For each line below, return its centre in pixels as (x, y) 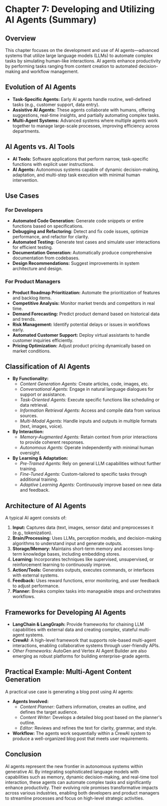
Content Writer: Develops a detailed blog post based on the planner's (91, 717)
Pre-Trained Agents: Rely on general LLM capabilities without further (90, 464)
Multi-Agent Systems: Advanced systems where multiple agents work (85, 120)
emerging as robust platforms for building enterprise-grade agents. (81, 656)
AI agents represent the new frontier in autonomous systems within (74, 766)
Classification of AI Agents (48, 367)
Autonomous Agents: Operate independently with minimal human (87, 448)
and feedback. (35, 490)
